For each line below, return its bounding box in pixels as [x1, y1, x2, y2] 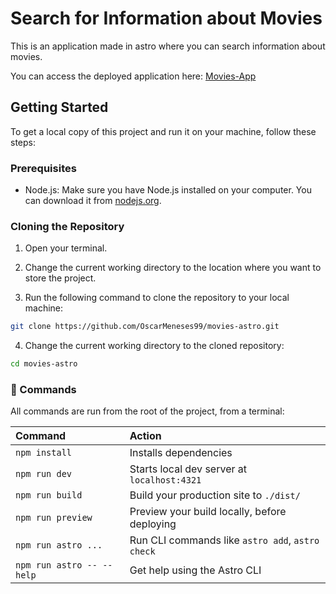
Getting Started [10, 99, 109, 116]
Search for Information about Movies [10, 7, 323, 30]
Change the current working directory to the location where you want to [24, 262, 322, 274]
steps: [10, 136, 36, 148]
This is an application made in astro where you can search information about [10, 40, 326, 52]
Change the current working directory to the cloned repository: [24, 340, 285, 352]
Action [129, 429, 162, 443]
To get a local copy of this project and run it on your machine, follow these [10, 125, 317, 137]
